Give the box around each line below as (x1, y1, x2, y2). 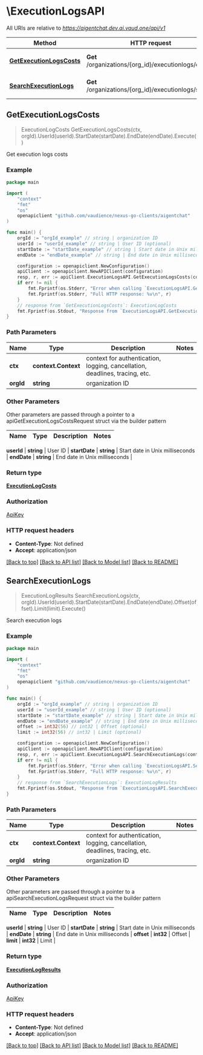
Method (33, 38, 57, 47)
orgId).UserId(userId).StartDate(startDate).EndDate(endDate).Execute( (21, 132, 196, 139)
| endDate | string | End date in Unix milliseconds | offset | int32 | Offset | (6, 931, 190, 938)
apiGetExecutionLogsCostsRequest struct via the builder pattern (6, 417, 166, 424)
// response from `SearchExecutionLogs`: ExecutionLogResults (17, 780, 177, 786)
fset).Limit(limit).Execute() (21, 605, 86, 612)
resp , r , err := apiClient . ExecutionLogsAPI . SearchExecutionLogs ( (17, 751, 188, 757)
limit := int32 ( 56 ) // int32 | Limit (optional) (17, 729, 142, 735)
